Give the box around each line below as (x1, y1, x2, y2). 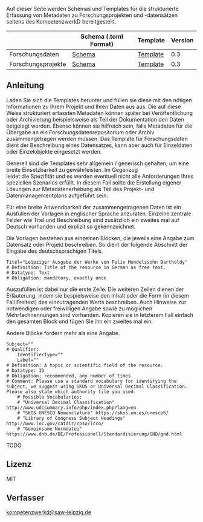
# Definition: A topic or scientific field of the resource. (6, 362, 164, 368)
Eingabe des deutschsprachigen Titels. (6, 247, 103, 255)
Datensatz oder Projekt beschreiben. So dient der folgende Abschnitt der (6, 241, 188, 248)
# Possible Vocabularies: (17, 394, 83, 400)
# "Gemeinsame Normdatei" (17, 426, 83, 432)
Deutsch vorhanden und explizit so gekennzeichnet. (6, 223, 136, 230)
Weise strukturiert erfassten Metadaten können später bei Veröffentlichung (6, 109, 193, 117)
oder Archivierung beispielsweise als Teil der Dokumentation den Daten (6, 116, 184, 123)
